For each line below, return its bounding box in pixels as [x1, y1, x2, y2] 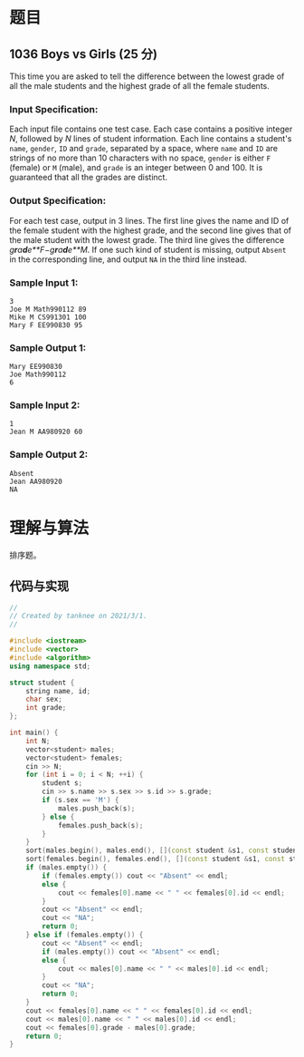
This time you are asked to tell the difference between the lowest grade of [9, 71, 285, 82]
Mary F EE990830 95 [9, 320, 83, 330]
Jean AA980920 [9, 477, 63, 486]
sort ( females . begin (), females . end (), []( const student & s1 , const [25, 855, 285, 864]
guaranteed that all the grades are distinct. [9, 172, 168, 183]
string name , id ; [25, 686, 91, 695]
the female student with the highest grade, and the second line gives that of [9, 225, 292, 236]
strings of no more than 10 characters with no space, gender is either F [9, 152, 271, 163]
